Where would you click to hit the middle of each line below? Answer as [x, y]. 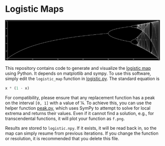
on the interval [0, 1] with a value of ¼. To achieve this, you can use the [78, 103]
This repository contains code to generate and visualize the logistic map [78, 68]
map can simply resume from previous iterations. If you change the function [82, 133]
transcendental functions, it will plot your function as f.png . [65, 118]
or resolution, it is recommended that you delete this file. [62, 139]
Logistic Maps [34, 9]
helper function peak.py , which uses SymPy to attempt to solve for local [78, 108]
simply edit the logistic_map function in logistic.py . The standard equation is [82, 79]
